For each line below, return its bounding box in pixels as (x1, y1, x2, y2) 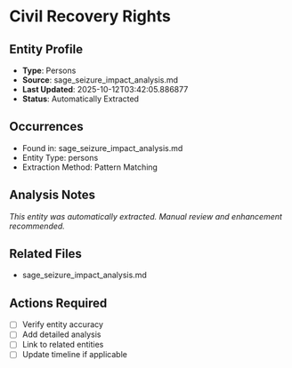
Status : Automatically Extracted (21, 93, 140, 104)
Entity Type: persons (21, 152, 99, 163)
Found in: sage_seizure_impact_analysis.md (21, 142, 183, 153)
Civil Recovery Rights (9, 6, 171, 27)
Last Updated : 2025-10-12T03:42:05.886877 (21, 84, 189, 94)
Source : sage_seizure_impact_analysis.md (21, 75, 179, 85)
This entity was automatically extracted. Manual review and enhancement (9, 211, 283, 221)
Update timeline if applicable (21, 349, 127, 360)
